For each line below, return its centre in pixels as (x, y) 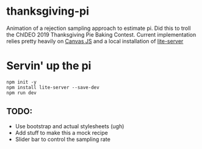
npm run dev (21, 93)
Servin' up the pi (49, 66)
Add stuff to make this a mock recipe (61, 133)
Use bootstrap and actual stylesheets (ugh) (70, 126)
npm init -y (21, 82)
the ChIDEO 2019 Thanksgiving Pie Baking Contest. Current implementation (101, 34)
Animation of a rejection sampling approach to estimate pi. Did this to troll (99, 28)
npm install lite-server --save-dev (53, 87)
